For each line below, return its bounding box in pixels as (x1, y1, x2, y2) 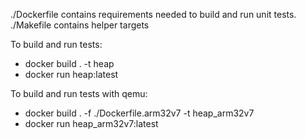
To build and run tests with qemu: (10, 88, 148, 99)
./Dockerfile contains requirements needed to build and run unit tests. (10, 9, 297, 20)
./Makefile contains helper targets (10, 19, 150, 31)
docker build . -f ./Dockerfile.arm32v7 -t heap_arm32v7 (24, 107, 255, 119)
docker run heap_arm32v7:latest (24, 118, 159, 129)
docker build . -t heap (24, 58, 115, 69)
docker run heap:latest (24, 69, 119, 80)
